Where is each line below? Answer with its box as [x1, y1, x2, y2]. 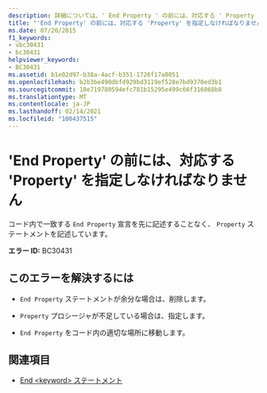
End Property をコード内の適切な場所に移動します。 [19, 327, 190, 337]
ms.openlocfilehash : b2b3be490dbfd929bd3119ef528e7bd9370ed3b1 [8, 78, 222, 86]
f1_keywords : [8, 33, 52, 42]
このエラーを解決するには [8, 272, 133, 285]
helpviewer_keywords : [8, 56, 80, 64]
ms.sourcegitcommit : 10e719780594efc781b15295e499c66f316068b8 [8, 85, 222, 94]
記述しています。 [56, 229, 113, 238]
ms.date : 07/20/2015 [8, 26, 77, 34]
